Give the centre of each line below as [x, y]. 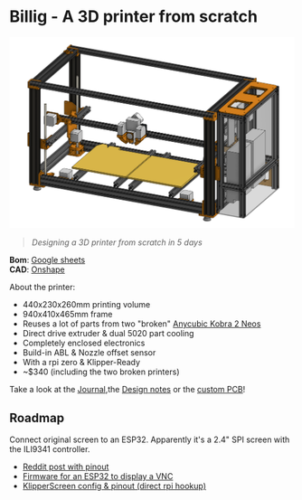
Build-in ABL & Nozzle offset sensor [89, 353]
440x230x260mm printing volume [86, 305]
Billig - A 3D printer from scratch [133, 17]
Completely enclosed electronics [84, 343]
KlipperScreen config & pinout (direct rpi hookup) [114, 486]
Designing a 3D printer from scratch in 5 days [117, 242]
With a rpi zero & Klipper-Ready [81, 363]
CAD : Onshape [37, 269]
